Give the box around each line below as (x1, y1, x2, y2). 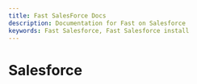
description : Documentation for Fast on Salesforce (8, 19, 186, 27)
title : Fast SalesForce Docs (8, 11, 107, 20)
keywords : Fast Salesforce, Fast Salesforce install (8, 26, 190, 34)
